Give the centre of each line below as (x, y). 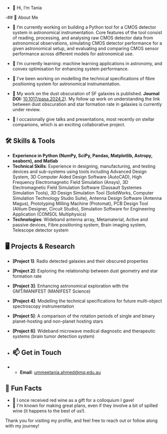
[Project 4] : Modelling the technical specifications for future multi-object (87, 301)
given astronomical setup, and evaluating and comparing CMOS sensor (85, 48)
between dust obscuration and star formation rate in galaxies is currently (87, 104)
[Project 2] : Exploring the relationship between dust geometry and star (85, 271)
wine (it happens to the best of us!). (49, 411)
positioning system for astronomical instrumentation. (67, 84)
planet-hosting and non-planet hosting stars (58, 321)
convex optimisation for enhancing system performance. (71, 69)
